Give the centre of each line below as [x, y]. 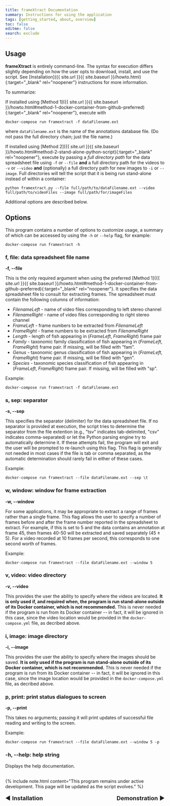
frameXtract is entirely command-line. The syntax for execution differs [79, 66]
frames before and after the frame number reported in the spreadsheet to [82, 522]
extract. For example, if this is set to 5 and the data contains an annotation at [85, 527]
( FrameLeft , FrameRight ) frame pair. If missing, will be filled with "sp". [85, 368]
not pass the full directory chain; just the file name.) [59, 137]
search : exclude [22, 33]
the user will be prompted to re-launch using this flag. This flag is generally [83, 448]
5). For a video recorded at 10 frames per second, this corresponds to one [82, 538]
